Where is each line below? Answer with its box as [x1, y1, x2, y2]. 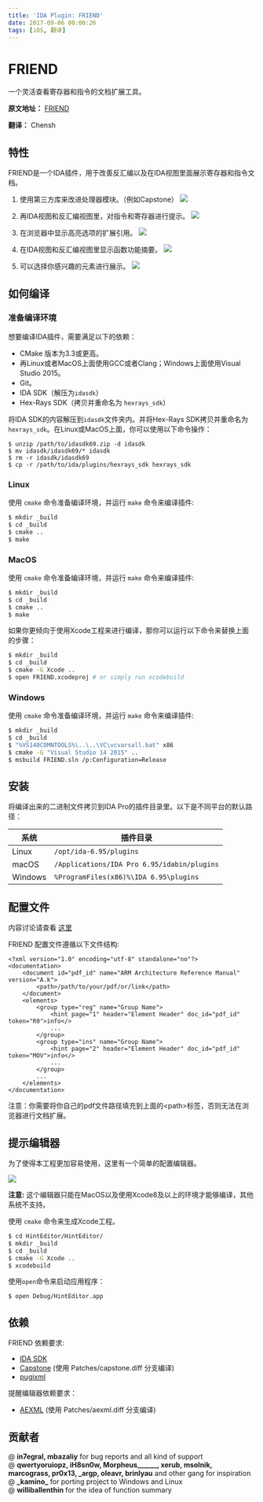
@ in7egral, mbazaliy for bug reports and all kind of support [8, 1452, 203, 1461]
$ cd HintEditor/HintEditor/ [8, 1233, 104, 1241]
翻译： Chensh [8, 120, 57, 130]
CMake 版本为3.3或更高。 [19, 348, 104, 358]
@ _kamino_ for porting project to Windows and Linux [8, 1477, 183, 1486]
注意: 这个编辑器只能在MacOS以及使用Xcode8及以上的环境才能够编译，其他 [8, 1190, 254, 1200]
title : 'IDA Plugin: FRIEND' [8, 11, 104, 20]
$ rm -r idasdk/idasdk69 [8, 453, 89, 461]
